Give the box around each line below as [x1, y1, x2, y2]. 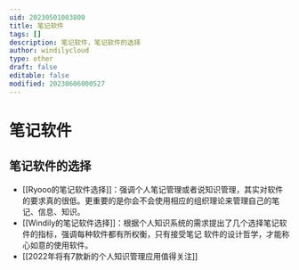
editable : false [9, 71, 69, 80]
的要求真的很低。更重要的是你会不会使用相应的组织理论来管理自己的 [21, 195, 272, 206]
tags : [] [9, 29, 42, 38]
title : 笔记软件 [9, 21, 64, 30]
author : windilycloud [9, 46, 90, 55]
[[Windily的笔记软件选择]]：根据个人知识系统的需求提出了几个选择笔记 [21, 217, 279, 228]
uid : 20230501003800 [9, 12, 86, 22]
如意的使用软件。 [29, 240, 93, 250]
